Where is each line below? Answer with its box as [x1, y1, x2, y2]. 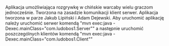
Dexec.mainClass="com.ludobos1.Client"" [5, 36, 93, 42]
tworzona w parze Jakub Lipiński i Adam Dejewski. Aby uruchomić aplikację [5, 15, 164, 20]
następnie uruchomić [99, 25, 144, 31]
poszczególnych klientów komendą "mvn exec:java [5, 31, 113, 36]
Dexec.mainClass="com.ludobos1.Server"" [5, 25, 95, 31]
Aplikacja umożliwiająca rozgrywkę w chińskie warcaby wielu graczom [5, 4, 153, 10]
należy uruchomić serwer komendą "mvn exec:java [5, 20, 113, 26]
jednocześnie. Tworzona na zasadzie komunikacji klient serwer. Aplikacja [5, 9, 158, 15]
